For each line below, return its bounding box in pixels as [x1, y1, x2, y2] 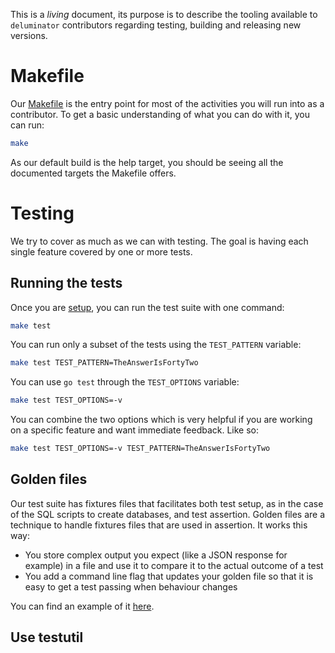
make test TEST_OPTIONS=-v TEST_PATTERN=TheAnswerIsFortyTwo [10, 444, 271, 454]
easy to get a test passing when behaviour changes [24, 580, 238, 593]
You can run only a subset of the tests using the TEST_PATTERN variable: [10, 339, 302, 351]
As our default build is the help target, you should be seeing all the [10, 156, 284, 168]
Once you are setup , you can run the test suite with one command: [10, 301, 285, 313]
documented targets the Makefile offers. [10, 167, 177, 179]
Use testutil [10, 629, 84, 646]
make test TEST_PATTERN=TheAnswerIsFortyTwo [10, 358, 199, 368]
